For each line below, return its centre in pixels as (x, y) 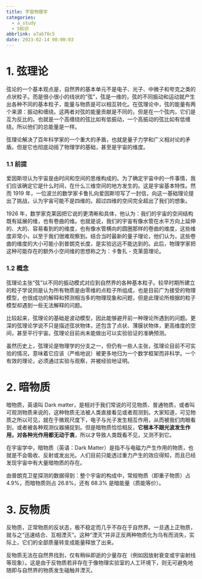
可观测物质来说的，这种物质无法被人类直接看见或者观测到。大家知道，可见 (98, 412)
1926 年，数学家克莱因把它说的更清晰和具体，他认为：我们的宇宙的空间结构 (100, 213)
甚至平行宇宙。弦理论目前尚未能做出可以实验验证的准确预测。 (93, 333)
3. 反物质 (28, 510)
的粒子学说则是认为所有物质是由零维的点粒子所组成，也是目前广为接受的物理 (101, 290)
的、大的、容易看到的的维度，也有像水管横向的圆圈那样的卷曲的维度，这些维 (101, 228)
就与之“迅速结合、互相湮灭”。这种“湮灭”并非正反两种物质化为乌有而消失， (98, 535)
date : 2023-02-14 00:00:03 (40, 40)
